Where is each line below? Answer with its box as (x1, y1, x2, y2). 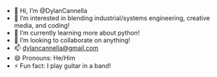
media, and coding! (13, 22, 70, 29)
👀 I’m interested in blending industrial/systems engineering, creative (13, 14, 210, 22)
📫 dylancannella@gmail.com (13, 44, 99, 52)
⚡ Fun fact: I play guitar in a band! (13, 62, 111, 69)
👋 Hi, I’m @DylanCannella (13, 7, 87, 15)
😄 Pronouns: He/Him (13, 54, 76, 62)
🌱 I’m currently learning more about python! (13, 28, 140, 37)
